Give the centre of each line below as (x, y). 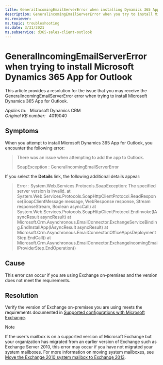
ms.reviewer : (18, 19)
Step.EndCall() (31, 238)
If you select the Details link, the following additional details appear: (73, 176)
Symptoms (22, 131)
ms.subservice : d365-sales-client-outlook (49, 32)
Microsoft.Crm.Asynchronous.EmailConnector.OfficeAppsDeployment (86, 232)
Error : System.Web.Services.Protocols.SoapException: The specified (86, 185)
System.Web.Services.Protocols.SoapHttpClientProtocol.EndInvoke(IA (87, 212)
